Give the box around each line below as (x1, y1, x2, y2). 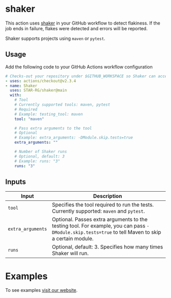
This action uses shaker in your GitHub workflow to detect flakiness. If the (5, 20, 160, 26)
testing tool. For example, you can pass (51, 222, 146, 230)
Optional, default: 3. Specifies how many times (51, 243, 163, 250)
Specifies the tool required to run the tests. (51, 201, 154, 209)
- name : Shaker (5, 83, 38, 88)
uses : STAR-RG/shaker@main (10, 88, 67, 93)
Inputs (5, 177, 26, 186)
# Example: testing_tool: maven (14, 111, 83, 117)
